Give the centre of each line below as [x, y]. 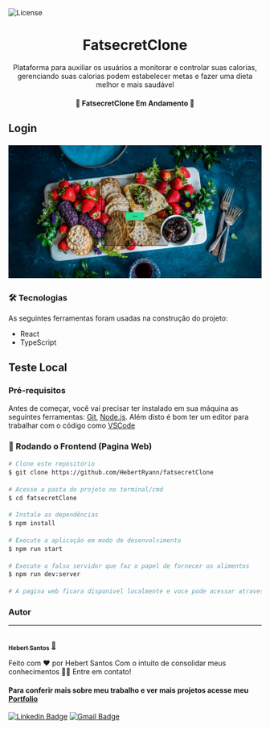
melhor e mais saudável [135, 85]
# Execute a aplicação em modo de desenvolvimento [95, 540]
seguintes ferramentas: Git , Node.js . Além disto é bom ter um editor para [129, 416]
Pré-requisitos [37, 391]
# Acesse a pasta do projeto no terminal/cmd [86, 489]
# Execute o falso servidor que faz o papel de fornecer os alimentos [129, 566]
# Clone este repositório [51, 464]
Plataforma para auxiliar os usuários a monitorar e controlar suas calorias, [135, 67]
